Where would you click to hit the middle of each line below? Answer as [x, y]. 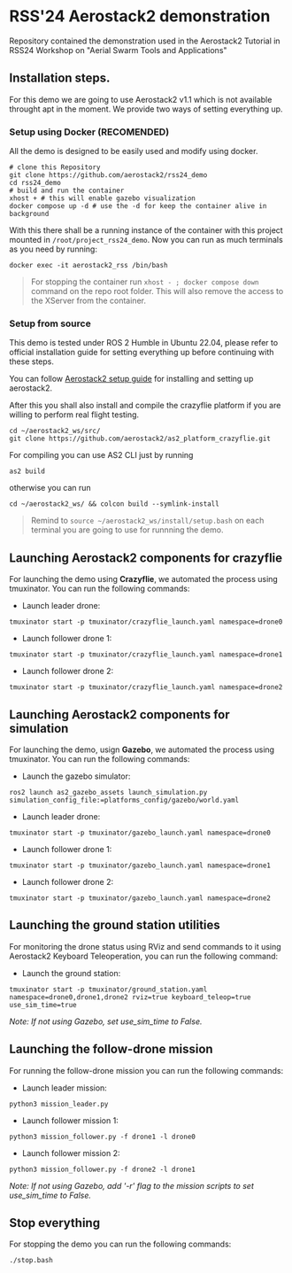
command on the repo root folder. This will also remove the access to [157, 291]
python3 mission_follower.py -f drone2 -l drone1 [103, 1169]
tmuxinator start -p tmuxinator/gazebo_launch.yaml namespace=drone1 [140, 865]
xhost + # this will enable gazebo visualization [103, 198]
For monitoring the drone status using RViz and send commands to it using [145, 946]
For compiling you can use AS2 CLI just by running [101, 455]
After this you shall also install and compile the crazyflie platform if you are [145, 406]
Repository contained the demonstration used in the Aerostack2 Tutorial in [145, 41]
